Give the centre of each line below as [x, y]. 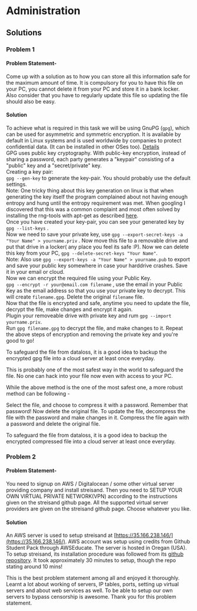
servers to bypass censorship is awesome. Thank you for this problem [91, 597]
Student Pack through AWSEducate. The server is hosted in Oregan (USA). [96, 548]
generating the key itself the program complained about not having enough [97, 197]
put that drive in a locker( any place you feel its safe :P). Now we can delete [98, 247]
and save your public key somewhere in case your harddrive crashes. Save [97, 265]
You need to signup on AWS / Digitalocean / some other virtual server [90, 484]
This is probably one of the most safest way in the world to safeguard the [95, 370]
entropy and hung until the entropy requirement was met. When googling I [96, 203]
